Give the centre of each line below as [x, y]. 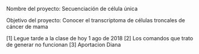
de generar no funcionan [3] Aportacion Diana [64, 45]
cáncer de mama [27, 27]
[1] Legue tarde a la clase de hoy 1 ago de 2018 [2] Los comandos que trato [100, 38]
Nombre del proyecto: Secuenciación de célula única [72, 9]
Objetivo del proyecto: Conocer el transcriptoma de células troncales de [96, 20]
